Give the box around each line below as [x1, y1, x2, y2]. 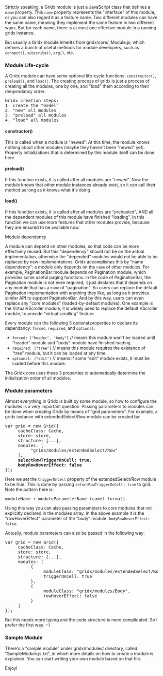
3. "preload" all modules [5, 113, 67, 118]
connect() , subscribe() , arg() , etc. [5, 50, 74, 56]
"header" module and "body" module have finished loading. [12, 339, 132, 345]
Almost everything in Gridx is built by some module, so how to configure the [5, 398, 157, 404]
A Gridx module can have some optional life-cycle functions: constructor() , [5, 73, 157, 79]
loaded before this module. [12, 360, 66, 366]
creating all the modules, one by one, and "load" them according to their [5, 83, 149, 89]
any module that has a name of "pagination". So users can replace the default [5, 284, 158, 290]
